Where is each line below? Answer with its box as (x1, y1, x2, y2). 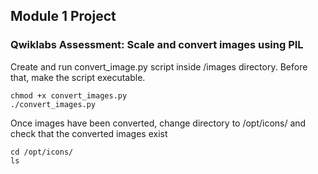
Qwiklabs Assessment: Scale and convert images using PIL (10, 38, 304, 52)
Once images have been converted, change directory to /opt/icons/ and (10, 117, 307, 129)
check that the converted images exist (10, 127, 168, 139)
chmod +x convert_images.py (10, 90, 128, 101)
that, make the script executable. (10, 71, 146, 83)
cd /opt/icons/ (10, 147, 74, 157)
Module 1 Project (10, 8, 117, 25)
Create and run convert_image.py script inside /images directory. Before (10, 60, 308, 73)
